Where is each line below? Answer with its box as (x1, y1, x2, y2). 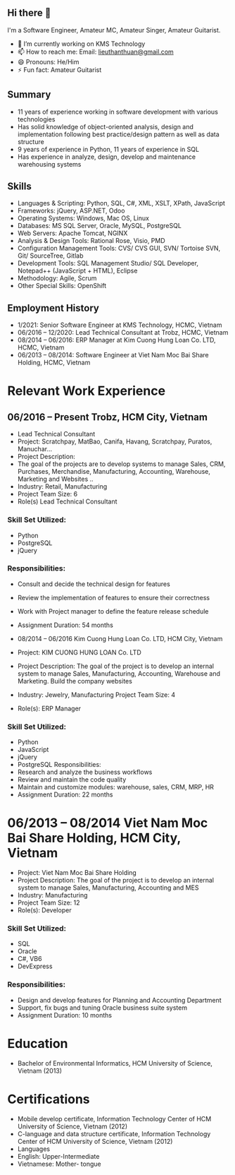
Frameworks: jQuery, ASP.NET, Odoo (17, 206, 125, 215)
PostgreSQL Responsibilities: (17, 761, 101, 769)
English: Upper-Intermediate (17, 1152, 100, 1160)
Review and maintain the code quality (17, 775, 127, 784)
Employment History (7, 302, 100, 314)
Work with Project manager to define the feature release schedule (17, 607, 209, 615)
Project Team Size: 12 (17, 898, 80, 907)
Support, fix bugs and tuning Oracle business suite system (17, 1003, 188, 1012)
